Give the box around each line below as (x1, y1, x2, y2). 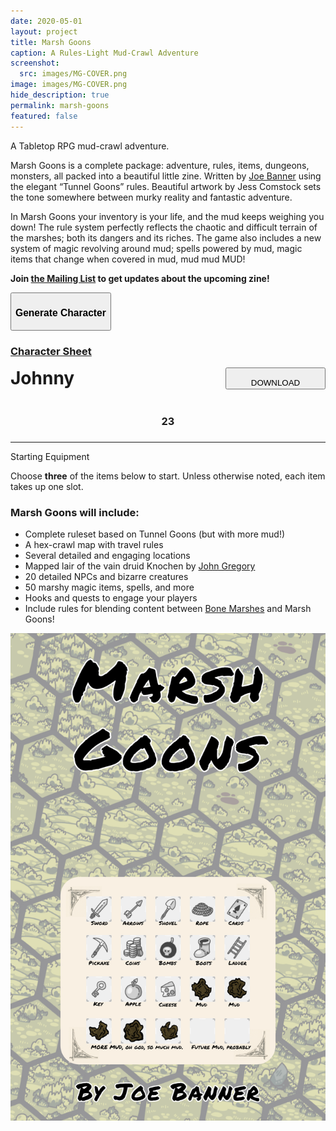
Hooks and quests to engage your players (24, 592, 198, 604)
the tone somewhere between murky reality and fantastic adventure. (10, 191, 293, 203)
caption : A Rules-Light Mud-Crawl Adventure (10, 48, 199, 58)
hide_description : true (10, 90, 110, 100)
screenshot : (10, 58, 60, 69)
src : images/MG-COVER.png (19, 69, 128, 79)
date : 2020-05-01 (10, 16, 83, 26)
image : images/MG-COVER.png (10, 80, 128, 90)
